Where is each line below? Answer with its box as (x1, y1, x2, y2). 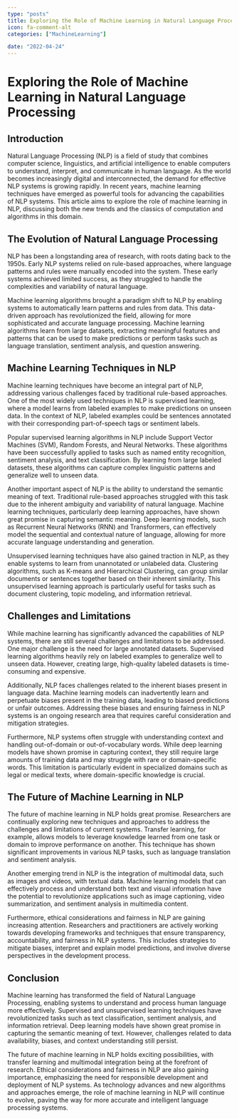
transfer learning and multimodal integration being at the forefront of (7, 1058, 208, 1067)
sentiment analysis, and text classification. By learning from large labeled (7, 455, 222, 464)
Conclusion (7, 972, 60, 984)
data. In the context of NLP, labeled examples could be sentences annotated (7, 411, 231, 420)
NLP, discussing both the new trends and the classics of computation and (7, 205, 223, 213)
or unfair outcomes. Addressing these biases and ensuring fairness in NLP (7, 704, 225, 712)
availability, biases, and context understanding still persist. (7, 1036, 179, 1045)
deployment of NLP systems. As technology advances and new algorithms (7, 1080, 226, 1089)
